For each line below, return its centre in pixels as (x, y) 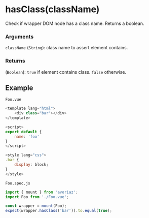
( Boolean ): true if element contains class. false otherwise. (66, 72)
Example (19, 88)
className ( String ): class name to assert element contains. (67, 48)
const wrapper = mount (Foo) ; (36, 206)
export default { (24, 132)
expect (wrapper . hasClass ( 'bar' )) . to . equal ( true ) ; (59, 211)
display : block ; (32, 165)
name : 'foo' (27, 136)
